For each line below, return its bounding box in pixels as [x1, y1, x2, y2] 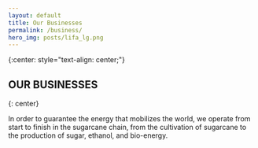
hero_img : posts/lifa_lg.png [8, 33, 104, 42]
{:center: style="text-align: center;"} [8, 55, 126, 65]
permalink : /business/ [8, 26, 83, 34]
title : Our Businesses [8, 19, 83, 27]
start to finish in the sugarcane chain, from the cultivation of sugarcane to [8, 123, 247, 132]
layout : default [8, 11, 61, 20]
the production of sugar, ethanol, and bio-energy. [8, 131, 168, 140]
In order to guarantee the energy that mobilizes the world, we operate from [8, 114, 251, 124]
